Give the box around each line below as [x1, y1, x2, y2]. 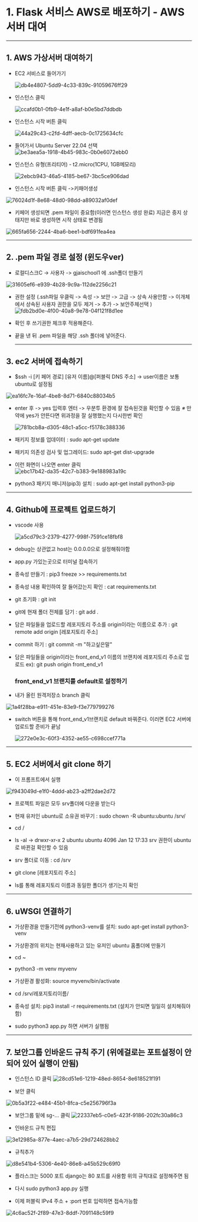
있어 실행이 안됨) [22, 1058, 79, 1068]
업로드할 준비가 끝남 [14, 723, 61, 730]
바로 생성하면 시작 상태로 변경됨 [30, 216, 103, 223]
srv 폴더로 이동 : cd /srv [14, 856, 71, 864]
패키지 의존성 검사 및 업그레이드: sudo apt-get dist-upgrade [14, 449, 155, 456]
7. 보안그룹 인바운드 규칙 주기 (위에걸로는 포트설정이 [6, 1047, 183, 1057]
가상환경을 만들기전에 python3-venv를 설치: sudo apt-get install [14, 923, 166, 930]
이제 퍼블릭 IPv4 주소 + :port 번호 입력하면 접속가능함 [14, 1197, 138, 1204]
